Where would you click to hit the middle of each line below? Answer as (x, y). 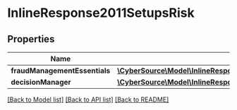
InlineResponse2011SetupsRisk (101, 13)
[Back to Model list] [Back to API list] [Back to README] (88, 99)
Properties (31, 39)
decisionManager (41, 82)
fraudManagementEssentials (61, 71)
